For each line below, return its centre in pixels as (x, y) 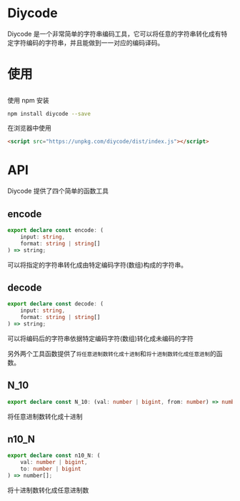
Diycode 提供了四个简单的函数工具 (58, 191)
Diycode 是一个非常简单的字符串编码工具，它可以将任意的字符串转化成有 (114, 34)
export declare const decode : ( (55, 304)
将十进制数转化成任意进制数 (48, 490)
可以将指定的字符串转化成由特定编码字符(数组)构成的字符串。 (97, 265)
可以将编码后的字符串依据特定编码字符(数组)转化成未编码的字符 (101, 338)
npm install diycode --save (49, 113)
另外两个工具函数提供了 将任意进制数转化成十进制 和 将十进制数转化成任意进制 (109, 353)
